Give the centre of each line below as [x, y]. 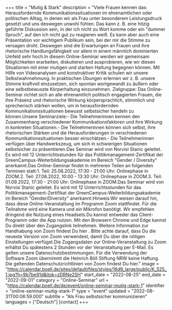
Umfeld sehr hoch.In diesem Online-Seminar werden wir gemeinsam [77, 56]
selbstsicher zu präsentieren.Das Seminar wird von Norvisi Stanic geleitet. [83, 149]
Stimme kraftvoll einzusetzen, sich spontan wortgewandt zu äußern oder [82, 84]
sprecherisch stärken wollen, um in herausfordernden [62, 105]
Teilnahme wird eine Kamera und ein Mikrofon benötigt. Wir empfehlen [80, 209]
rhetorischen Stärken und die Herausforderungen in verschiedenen [76, 133]
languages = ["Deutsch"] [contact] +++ [47, 302]
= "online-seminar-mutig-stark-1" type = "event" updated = [68, 291]
